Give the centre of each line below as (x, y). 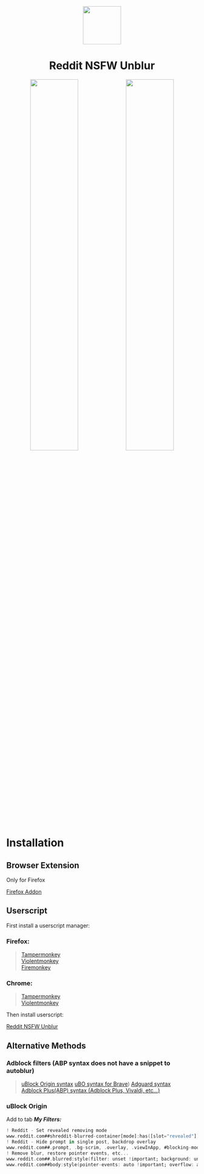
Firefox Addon (24, 891)
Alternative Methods (46, 1046)
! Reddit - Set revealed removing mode (57, 1131)
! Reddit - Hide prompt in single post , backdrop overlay (81, 1142)
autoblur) (20, 1070)
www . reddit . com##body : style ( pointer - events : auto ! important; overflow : (100, 1165)
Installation (35, 843)
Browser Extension (43, 865)
